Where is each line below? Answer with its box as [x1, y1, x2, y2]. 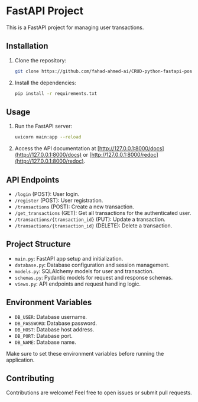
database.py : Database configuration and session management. [14, 261, 170, 268]
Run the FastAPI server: [14, 123, 73, 130]
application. [6, 356, 35, 363]
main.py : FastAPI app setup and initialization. [14, 255, 124, 262]
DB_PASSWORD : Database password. [14, 319, 98, 327]
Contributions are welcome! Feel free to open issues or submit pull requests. [6, 389, 192, 396]
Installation [6, 41, 48, 51]
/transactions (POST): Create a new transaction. [14, 203, 134, 210]
